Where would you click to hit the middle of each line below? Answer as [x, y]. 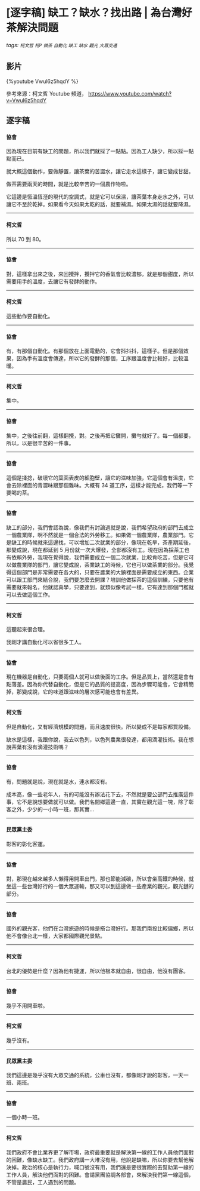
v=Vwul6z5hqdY [26, 100]
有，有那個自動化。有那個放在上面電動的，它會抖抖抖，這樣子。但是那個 [95, 351]
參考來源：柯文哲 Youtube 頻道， [47, 93]
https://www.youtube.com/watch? [130, 93]
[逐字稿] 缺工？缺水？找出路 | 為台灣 [94, 13]
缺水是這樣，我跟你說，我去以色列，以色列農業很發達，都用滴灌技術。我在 [97, 739]
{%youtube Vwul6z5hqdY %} [42, 81]
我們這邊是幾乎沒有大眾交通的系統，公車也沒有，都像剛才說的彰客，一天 [95, 1075]
